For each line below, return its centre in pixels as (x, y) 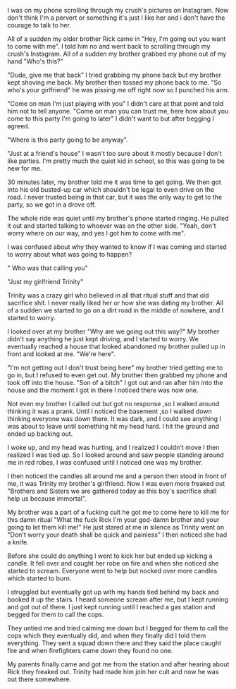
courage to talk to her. (39, 25)
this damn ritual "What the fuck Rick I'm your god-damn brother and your (113, 520)
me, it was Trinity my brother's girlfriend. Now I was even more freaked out (116, 483)
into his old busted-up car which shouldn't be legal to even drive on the (111, 189)
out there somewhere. (39, 679)
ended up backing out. (40, 434)
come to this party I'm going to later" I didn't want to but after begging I (111, 118)
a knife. (18, 542)
